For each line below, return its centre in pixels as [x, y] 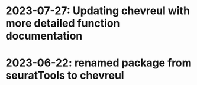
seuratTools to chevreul [65, 76]
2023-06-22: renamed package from [98, 63]
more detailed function [63, 23]
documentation [44, 36]
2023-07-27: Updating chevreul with [98, 11]
